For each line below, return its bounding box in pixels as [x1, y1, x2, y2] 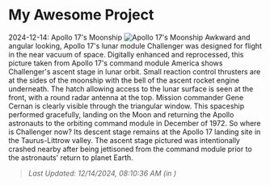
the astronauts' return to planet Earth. [8, 152, 133, 163]
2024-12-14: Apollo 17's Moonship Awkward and [8, 32, 251, 42]
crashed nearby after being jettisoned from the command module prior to [8, 144, 252, 154]
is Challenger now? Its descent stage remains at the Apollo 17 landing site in [8, 127, 261, 137]
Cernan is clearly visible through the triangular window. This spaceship [8, 101, 245, 111]
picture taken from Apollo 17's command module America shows [8, 58, 223, 68]
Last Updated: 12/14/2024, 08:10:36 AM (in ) [27, 168, 177, 178]
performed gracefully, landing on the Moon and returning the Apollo [8, 109, 234, 119]
